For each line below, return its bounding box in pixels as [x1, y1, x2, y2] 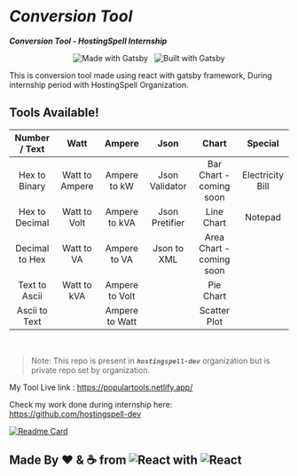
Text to [17, 278, 47, 290]
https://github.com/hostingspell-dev [9, 409, 142, 419]
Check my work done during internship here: [9, 399, 173, 409]
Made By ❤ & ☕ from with [9, 453, 198, 468]
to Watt [106, 315, 137, 328]
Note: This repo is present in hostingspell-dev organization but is [30, 355, 271, 366]
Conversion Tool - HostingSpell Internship [9, 36, 168, 46]
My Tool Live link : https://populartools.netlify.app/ [9, 382, 193, 393]
